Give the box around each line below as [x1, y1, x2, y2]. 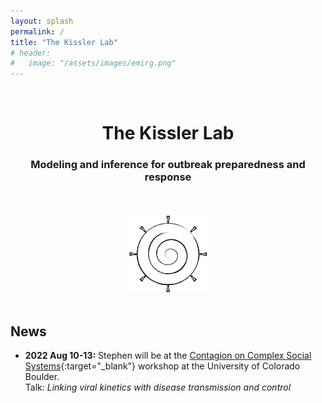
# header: [10, 48, 52, 58]
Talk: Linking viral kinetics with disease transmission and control [24, 381, 292, 394]
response [144, 170, 192, 184]
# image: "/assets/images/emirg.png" [10, 58, 177, 69]
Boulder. [24, 371, 60, 383]
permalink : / [10, 26, 65, 37]
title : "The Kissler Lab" [10, 37, 118, 47]
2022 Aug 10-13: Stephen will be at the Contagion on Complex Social [24, 350, 312, 362]
